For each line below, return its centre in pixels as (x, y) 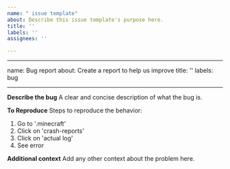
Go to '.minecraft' (41, 124)
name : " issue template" (42, 13)
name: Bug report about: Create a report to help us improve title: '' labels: (110, 71)
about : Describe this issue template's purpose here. (86, 20)
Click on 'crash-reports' (50, 131)
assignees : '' (27, 39)
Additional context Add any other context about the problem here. (101, 159)
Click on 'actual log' (45, 138)
